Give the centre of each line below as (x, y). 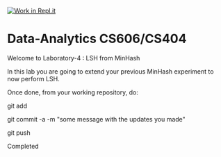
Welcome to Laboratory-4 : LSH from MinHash (74, 58)
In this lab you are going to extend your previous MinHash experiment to (110, 71)
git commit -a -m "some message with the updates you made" (96, 119)
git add (17, 106)
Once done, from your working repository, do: (73, 92)
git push (19, 133)
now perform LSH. (34, 78)
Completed (23, 146)
